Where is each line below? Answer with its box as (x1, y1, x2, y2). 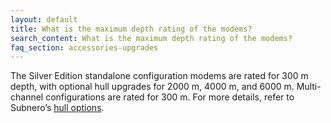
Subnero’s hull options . (10, 102, 105, 114)
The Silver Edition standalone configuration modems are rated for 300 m (10, 70, 309, 82)
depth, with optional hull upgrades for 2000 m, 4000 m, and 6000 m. (10, 81, 295, 93)
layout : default (10, 14, 78, 25)
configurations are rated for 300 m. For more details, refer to (45, 91, 295, 103)
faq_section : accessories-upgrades (10, 42, 159, 53)
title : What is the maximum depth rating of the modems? (10, 24, 253, 34)
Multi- (296, 81, 322, 93)
